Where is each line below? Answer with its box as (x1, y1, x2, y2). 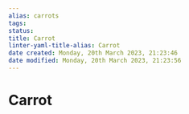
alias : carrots (8, 11, 60, 20)
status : (8, 26, 35, 35)
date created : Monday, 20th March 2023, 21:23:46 (8, 49, 179, 57)
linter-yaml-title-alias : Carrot (8, 42, 121, 50)
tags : (8, 19, 27, 27)
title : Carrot (8, 34, 56, 43)
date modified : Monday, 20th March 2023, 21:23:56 (8, 57, 182, 65)
